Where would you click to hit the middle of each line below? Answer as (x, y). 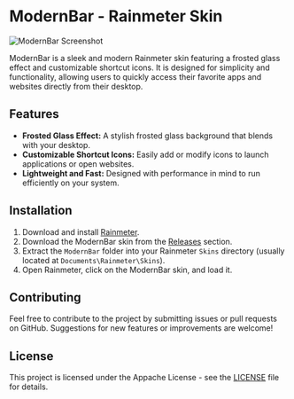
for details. (29, 387)
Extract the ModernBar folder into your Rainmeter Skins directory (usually (153, 251)
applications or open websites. (78, 164)
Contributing (45, 297)
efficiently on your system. (70, 183)
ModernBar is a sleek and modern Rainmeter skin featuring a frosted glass (145, 58)
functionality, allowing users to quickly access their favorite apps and (135, 76)
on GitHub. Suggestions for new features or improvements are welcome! (141, 328)
